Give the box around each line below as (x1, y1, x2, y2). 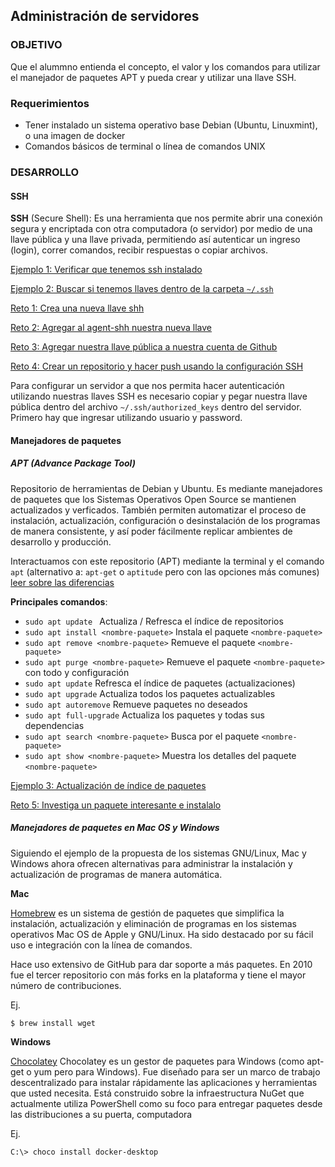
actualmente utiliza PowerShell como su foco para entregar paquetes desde (10, 1097, 323, 1109)
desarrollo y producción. (10, 535, 112, 548)
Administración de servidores (10, 8, 200, 25)
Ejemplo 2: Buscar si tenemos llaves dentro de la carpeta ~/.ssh (10, 283, 274, 295)
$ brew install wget (10, 1018, 97, 1028)
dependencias (24, 719, 85, 731)
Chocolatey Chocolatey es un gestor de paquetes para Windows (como (10, 1055, 305, 1067)
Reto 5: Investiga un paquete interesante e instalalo (10, 799, 222, 811)
